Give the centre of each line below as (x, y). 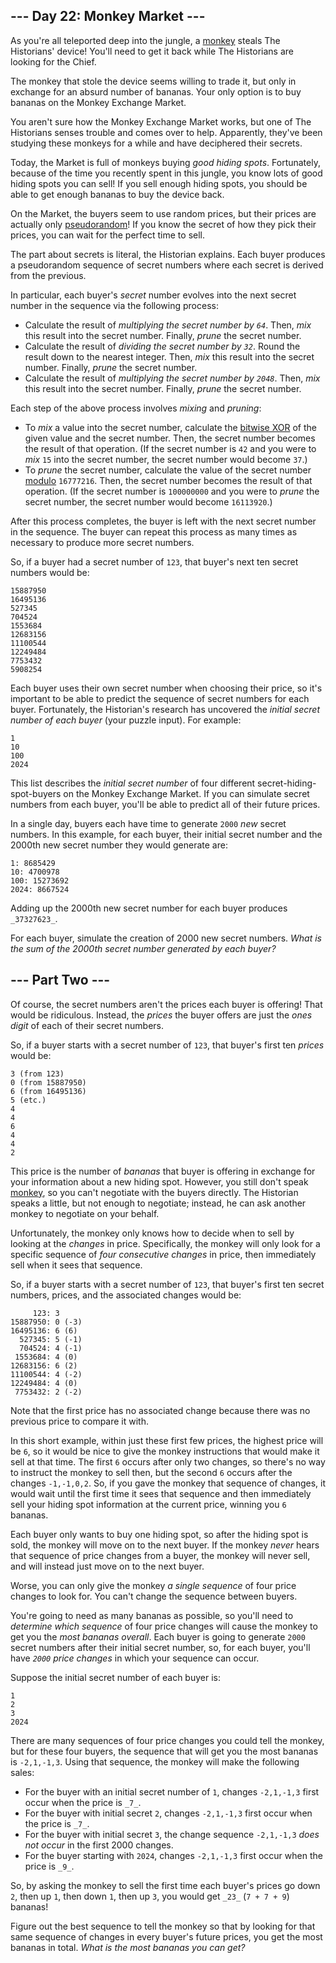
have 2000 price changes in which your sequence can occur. (135, 1658)
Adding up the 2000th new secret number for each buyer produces (149, 908)
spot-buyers (36, 793)
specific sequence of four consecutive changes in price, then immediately (163, 1254)
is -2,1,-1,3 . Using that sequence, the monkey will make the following (155, 1761)
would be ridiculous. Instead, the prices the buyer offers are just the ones (161, 1015)
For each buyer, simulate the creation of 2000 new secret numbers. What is (166, 938)
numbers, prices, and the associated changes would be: (126, 1295)
